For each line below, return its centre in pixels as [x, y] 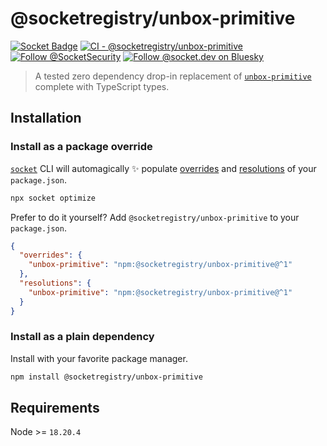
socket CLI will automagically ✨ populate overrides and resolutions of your [163, 168]
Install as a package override [81, 147]
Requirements [55, 408]
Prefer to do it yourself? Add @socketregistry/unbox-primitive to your [155, 217]
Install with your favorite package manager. [99, 358]
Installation [46, 118]
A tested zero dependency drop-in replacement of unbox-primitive [173, 76]
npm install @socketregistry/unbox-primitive [106, 377]
